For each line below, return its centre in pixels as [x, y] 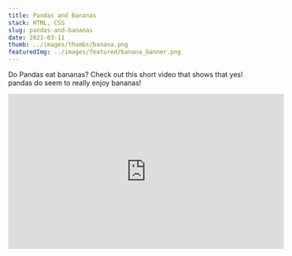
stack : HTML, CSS [37, 23]
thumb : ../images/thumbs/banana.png [68, 45]
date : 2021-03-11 [37, 37]
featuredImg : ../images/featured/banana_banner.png [94, 52]
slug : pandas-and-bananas [50, 30]
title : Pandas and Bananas [52, 15]
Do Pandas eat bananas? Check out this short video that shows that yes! [126, 74]
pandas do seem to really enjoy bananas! [75, 83]
